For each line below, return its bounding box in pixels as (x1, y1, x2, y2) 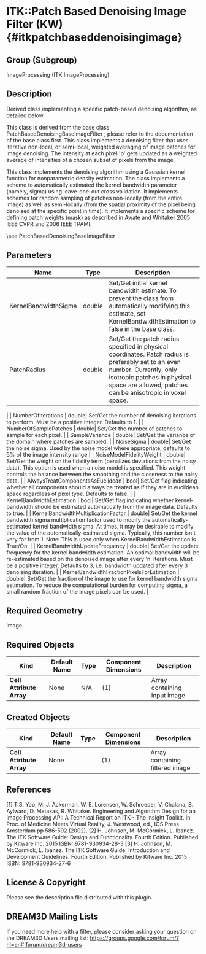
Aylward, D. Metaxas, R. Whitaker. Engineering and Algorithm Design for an (6, 807, 196, 815)
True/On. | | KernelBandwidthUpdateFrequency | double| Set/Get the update (6, 542, 199, 549)
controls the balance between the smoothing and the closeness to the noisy (6, 470, 198, 478)
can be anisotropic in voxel (109, 388, 186, 397)
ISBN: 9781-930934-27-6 (6, 859, 71, 867)
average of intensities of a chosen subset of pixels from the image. (6, 156, 175, 163)
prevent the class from (109, 293, 174, 302)
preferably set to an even (109, 357, 181, 366)
